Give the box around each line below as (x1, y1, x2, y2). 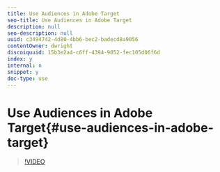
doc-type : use (7, 75, 49, 82)
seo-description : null (7, 29, 73, 37)
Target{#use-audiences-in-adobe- (7, 120, 214, 136)
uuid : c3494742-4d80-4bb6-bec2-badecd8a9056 (7, 36, 139, 43)
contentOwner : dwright (7, 42, 73, 49)
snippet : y (7, 68, 39, 75)
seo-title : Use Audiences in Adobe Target (7, 17, 132, 24)
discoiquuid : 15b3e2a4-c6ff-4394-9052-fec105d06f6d (7, 49, 160, 56)
